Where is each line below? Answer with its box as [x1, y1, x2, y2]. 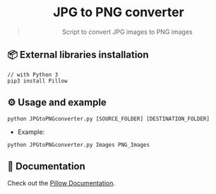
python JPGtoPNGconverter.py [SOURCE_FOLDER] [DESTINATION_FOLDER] [7, 115, 210, 122]
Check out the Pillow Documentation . [7, 179, 115, 188]
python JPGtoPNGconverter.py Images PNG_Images [7, 141, 150, 148]
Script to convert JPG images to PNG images [62, 28, 193, 36]
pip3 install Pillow [7, 77, 68, 85]
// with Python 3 [7, 71, 59, 78]
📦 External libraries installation [7, 49, 150, 61]
